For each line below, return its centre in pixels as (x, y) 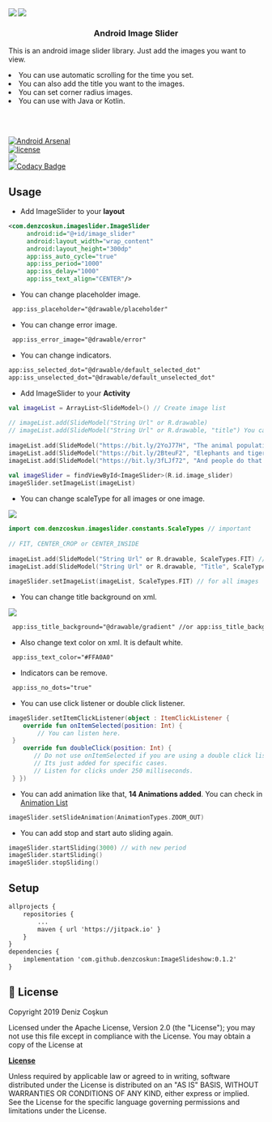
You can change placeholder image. (80, 294)
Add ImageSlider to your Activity (75, 393)
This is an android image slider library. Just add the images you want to (127, 51)
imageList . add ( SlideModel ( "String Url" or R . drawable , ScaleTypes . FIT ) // (137, 559)
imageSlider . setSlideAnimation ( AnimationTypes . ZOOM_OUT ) (106, 817)
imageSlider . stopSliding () (54, 863)
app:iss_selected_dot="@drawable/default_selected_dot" (104, 370)
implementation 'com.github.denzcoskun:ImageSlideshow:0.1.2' (130, 960)
